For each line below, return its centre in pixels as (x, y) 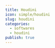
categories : (17, 24)
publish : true (20, 38)
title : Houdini (21, 10)
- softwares (22, 28)
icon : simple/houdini (28, 14)
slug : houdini (20, 19)
